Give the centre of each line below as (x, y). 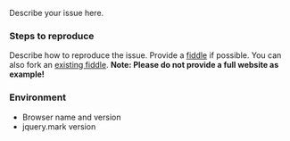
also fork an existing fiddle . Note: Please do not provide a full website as (144, 65)
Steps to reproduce (52, 36)
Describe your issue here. (57, 13)
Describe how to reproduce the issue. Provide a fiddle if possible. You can (145, 55)
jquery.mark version (59, 126)
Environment (38, 97)
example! (27, 74)
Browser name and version (71, 117)
